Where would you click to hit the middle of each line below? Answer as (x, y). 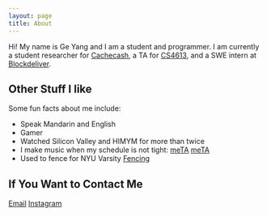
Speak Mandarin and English (68, 124)
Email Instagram (35, 204)
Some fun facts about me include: (65, 108)
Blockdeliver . (30, 64)
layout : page (30, 16)
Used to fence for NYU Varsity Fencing (85, 159)
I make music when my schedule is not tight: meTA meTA (115, 150)
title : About (30, 23)
